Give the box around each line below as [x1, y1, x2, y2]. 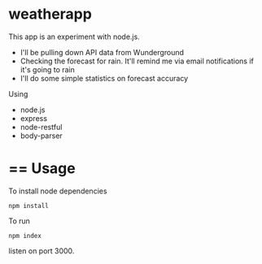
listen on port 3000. [8, 245, 75, 256]
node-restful [20, 122, 63, 132]
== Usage [8, 159, 76, 178]
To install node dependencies [8, 186, 107, 196]
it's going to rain [20, 64, 76, 74]
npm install [8, 201, 49, 210]
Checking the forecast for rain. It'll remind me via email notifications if [20, 56, 254, 66]
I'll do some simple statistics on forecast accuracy [20, 73, 189, 83]
